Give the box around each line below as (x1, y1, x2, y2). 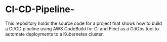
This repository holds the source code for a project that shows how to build (5, 20, 162, 26)
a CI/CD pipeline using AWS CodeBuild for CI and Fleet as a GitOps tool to (5, 25, 159, 31)
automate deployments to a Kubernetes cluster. (5, 31, 104, 37)
